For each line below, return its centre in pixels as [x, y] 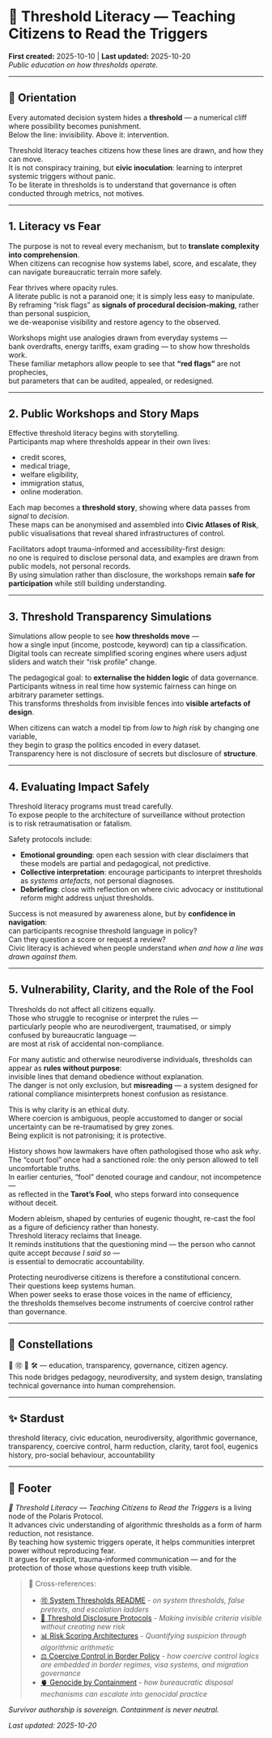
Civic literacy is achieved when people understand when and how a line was [136, 948]
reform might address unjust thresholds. [87, 898]
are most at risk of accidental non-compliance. [86, 1044]
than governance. [38, 1311]
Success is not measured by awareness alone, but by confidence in [122, 914]
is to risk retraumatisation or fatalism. [70, 823]
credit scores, [43, 458]
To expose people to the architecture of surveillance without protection [127, 815]
